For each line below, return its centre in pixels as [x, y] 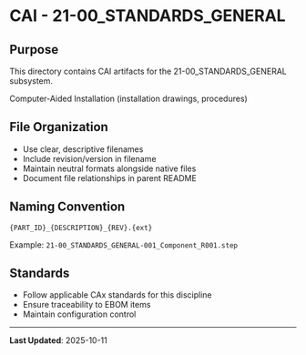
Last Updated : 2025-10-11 [58, 340]
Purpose [34, 50]
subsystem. [31, 81]
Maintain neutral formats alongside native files [109, 168]
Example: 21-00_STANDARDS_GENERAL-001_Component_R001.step [124, 244]
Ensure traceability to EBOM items [87, 305]
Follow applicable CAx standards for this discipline [117, 295]
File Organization [59, 127]
